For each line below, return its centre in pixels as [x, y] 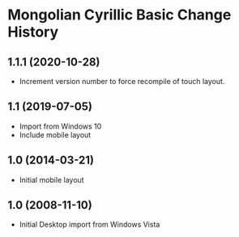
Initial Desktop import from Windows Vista [90, 225]
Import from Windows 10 [60, 126]
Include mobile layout [55, 134]
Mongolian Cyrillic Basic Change [119, 15]
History [33, 32]
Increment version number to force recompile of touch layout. [122, 81]
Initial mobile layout [51, 180]
